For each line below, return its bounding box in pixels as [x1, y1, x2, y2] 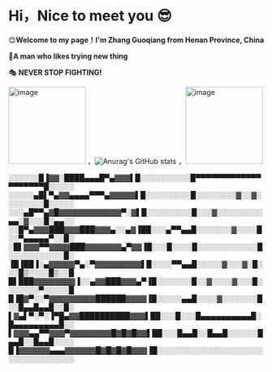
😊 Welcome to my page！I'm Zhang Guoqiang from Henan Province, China [8, 35, 265, 45]
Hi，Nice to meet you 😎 [8, 6, 172, 25]
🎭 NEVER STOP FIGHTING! [8, 67, 102, 77]
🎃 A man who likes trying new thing [8, 51, 128, 61]
